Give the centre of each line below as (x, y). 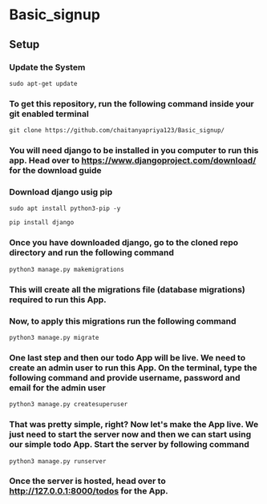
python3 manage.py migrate (54, 337)
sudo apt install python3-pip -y (65, 209)
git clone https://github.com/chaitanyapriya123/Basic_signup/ (117, 131)
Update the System (47, 67)
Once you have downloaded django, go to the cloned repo (124, 243)
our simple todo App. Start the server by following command (129, 445)
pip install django (42, 223)
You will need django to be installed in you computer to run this (134, 151)
